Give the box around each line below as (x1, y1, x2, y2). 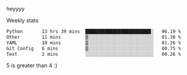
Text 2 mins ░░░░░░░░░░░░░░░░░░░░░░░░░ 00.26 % (6, 51, 182, 57)
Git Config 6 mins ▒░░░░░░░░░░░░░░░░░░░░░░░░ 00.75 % (6, 45, 182, 51)
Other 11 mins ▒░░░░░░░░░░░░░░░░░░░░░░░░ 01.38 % (6, 34, 182, 40)
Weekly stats (6, 17, 39, 24)
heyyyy (6, 5, 25, 12)
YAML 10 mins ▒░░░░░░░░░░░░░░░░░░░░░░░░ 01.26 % (6, 39, 182, 46)
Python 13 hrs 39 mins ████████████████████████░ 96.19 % (6, 28, 182, 34)
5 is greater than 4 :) (6, 62, 58, 69)
